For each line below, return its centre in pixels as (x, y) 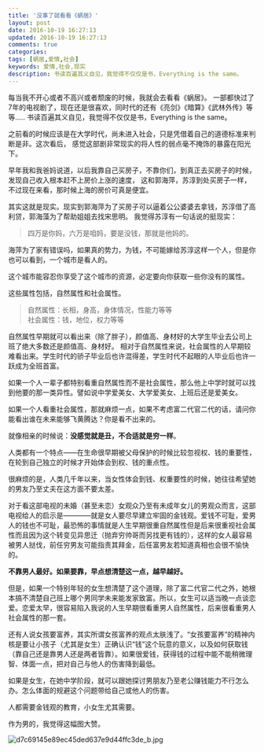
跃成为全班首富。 (36, 366)
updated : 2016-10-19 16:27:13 (58, 37)
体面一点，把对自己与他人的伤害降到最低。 (90, 664)
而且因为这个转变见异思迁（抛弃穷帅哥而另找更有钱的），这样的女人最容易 (134, 535)
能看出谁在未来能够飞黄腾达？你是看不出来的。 (84, 418)
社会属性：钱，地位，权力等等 (75, 319)
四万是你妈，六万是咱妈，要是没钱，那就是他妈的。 (110, 233)
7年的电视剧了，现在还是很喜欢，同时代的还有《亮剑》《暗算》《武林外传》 (127, 107)
